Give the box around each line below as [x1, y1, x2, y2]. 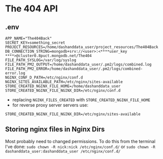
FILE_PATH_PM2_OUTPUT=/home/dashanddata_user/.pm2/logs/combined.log [5, 62, 152, 67]
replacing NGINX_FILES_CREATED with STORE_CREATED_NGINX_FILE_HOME [12, 97, 151, 102]
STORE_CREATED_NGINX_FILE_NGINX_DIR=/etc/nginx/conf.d [5, 88, 121, 93]
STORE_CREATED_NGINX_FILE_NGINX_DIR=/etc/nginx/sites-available [5, 112, 141, 117]
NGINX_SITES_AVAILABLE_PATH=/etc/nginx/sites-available [5, 79, 123, 84]
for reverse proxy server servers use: [12, 102, 89, 108]
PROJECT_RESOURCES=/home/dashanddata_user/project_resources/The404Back [5, 45, 159, 50]
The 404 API [5, 3, 58, 14]
